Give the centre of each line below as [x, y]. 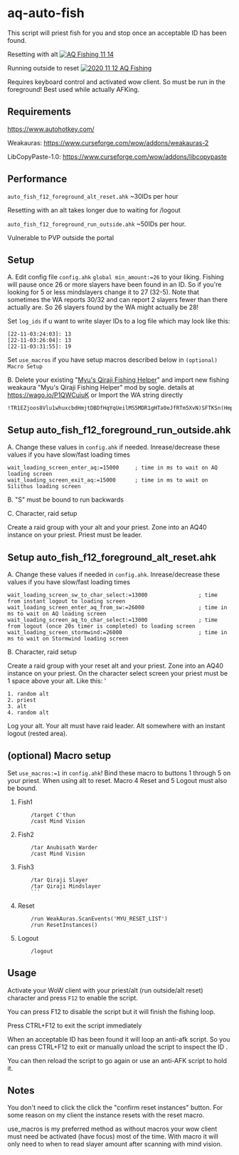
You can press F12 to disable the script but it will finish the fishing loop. [111, 1011]
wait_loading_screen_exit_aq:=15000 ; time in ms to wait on [108, 480]
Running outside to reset [43, 68]
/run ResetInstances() [64, 925]
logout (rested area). [37, 733]
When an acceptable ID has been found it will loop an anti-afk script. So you [119, 1039]
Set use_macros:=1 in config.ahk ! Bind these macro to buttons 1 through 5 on [119, 773]
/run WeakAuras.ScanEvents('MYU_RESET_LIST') [100, 918]
